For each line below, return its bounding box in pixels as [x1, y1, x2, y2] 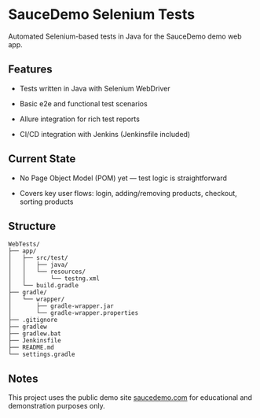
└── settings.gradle [8, 350, 76, 359]
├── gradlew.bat [8, 330, 61, 338]
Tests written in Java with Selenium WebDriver [19, 83, 170, 93]
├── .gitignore [8, 316, 58, 324]
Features [8, 63, 53, 76]
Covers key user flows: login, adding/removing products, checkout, [19, 188, 237, 198]
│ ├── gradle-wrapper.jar [8, 302, 114, 310]
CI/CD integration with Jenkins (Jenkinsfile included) [19, 129, 191, 139]
